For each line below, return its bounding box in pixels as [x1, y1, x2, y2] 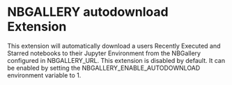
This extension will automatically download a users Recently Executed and [7, 41, 221, 50]
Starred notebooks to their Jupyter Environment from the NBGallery [7, 49, 201, 57]
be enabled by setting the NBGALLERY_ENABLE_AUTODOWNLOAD [7, 64, 201, 72]
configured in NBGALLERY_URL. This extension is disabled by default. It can [7, 56, 225, 64]
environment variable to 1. [7, 70, 82, 79]
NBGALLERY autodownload [7, 4, 169, 20]
